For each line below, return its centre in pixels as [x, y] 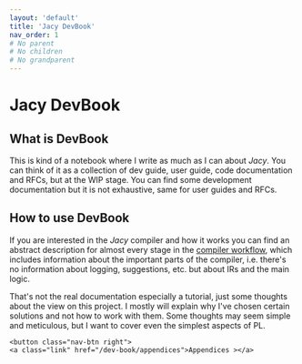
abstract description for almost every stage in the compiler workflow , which [151, 249]
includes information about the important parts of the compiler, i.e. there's [148, 259]
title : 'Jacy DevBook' [52, 26]
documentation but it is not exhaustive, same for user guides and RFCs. [143, 189]
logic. [20, 278]
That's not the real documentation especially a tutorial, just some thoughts [149, 296]
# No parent [32, 43]
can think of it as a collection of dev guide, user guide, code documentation [151, 170]
